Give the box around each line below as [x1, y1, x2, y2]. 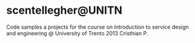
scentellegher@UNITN [6, 4, 123, 17]
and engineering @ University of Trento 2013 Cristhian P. [6, 29, 148, 36]
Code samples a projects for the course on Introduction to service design [6, 23, 189, 30]
